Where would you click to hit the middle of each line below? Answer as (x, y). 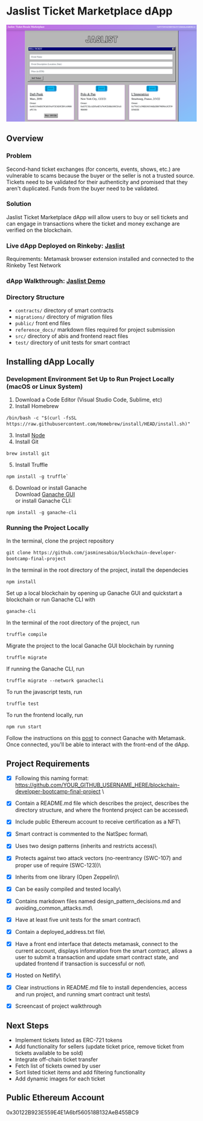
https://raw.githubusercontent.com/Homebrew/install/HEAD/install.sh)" (98, 424)
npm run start (24, 727)
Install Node (30, 435)
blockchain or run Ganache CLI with (51, 600)
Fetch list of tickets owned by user (58, 1066)
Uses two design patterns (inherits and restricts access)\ (86, 846)
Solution (19, 204)
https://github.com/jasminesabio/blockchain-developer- (105, 553)
